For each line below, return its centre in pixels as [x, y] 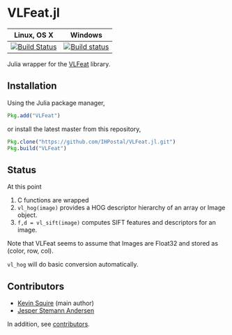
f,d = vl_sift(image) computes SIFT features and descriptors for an [116, 223]
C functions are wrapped [53, 200]
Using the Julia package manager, [56, 103]
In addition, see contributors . [49, 324]
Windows [86, 35]
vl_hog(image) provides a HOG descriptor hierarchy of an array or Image [121, 208]
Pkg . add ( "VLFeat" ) [34, 116]
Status [22, 170]
